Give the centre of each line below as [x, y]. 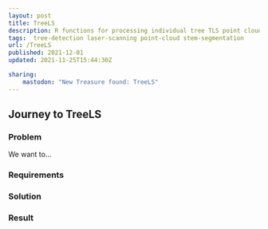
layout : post [30, 16]
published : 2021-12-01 [46, 53]
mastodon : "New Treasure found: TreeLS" [91, 82]
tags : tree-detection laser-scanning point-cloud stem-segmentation [126, 38]
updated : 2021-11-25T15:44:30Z [60, 61]
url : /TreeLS [30, 45]
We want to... [30, 154]
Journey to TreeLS [55, 114]
